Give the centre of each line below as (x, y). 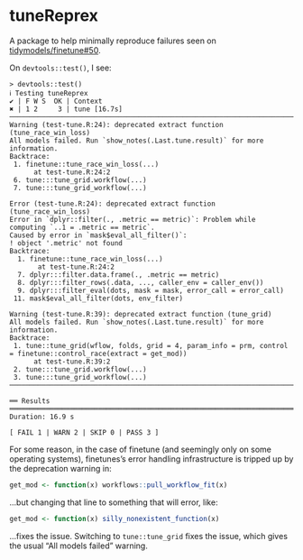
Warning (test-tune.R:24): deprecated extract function (116, 124)
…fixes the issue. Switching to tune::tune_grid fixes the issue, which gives (149, 536)
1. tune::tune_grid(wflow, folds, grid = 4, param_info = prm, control (151, 345)
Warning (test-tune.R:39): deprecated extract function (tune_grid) (141, 314)
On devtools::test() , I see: (60, 68)
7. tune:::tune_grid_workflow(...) (80, 188)
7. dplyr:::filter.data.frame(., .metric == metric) (119, 275)
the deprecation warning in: (60, 468)
